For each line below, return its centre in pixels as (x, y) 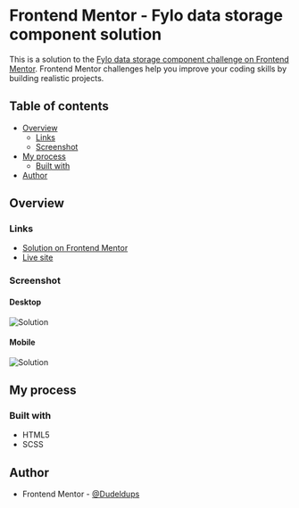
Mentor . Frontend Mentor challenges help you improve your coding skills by (148, 69)
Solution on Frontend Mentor (75, 248)
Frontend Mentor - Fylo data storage (146, 16)
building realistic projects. (57, 78)
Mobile (22, 342)
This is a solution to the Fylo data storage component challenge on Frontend (149, 59)
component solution (86, 34)
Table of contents (59, 107)
